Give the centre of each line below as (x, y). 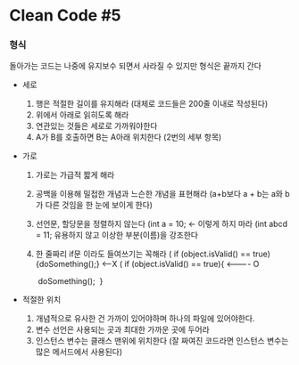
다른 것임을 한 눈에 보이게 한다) (99, 205)
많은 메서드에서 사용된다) (79, 352)
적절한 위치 (42, 300)
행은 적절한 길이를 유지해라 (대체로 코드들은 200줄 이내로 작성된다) (152, 104)
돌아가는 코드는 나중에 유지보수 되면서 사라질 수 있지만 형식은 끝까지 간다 (135, 66)
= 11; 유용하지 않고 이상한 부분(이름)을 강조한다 (117, 235)
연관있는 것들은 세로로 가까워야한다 (96, 126)
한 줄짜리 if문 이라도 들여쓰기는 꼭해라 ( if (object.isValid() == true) (153, 254)
